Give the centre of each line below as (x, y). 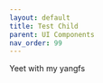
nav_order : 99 (36, 43)
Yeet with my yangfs (47, 69)
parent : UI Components (52, 34)
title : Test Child (44, 26)
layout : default (40, 18)
